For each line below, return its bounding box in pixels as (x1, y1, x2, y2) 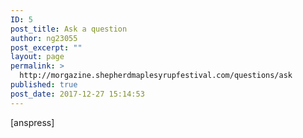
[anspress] (10, 116, 55, 128)
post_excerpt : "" (10, 42, 83, 53)
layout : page (10, 52, 65, 62)
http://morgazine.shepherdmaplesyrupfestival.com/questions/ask (19, 71, 293, 81)
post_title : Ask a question (10, 24, 128, 34)
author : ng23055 (10, 33, 78, 43)
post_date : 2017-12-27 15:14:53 (10, 89, 145, 99)
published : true (10, 80, 78, 90)
